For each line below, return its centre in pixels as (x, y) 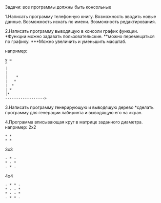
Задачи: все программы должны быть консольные (58, 7)
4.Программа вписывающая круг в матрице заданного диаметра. (74, 122)
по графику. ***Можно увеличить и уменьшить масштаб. (66, 41)
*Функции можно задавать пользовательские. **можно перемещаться (80, 36)
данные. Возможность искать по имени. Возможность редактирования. (80, 22)
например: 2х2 (21, 127)
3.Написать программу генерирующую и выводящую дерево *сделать (79, 107)
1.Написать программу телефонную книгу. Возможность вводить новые (80, 16)
